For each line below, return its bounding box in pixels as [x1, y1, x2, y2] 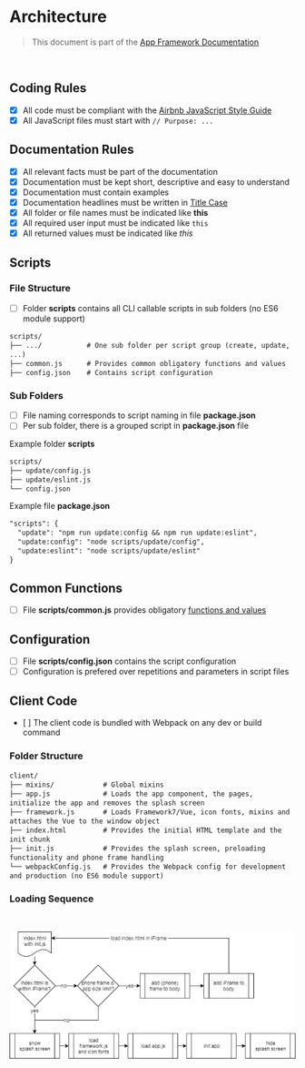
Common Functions [9, 580, 123, 595]
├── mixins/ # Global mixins [9, 780, 165, 789]
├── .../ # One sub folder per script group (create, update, [9, 341, 290, 350]
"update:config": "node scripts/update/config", [17, 537, 205, 547]
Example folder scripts [9, 439, 95, 450]
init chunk [9, 835, 51, 844]
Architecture [9, 6, 107, 27]
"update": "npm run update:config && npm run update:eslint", [17, 528, 258, 538]
